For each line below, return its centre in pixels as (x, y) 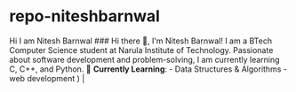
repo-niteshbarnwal (84, 16)
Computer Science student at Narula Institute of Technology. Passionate (141, 50)
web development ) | (47, 78)
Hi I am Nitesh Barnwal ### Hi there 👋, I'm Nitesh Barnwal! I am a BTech (141, 41)
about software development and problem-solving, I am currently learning (144, 59)
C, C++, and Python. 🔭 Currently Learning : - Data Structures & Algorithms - (148, 69)
